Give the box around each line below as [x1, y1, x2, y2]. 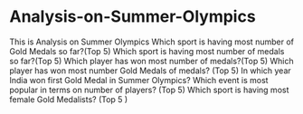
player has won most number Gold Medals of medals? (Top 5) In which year [9, 65, 291, 76]
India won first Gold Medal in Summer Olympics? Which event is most [9, 74, 269, 85]
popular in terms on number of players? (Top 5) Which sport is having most [9, 84, 289, 95]
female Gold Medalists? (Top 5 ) [9, 93, 128, 105]
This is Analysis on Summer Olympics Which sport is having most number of [9, 36, 294, 47]
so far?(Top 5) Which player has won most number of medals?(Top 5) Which [9, 55, 294, 66]
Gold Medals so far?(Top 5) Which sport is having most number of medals [9, 45, 285, 56]
